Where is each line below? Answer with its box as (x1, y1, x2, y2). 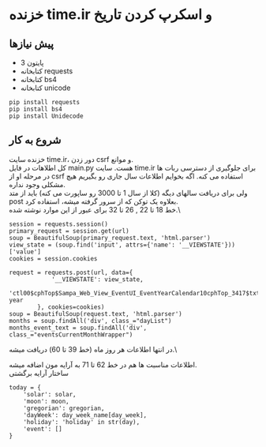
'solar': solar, (23, 390, 77, 398)
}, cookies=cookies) (37, 302, 105, 311)
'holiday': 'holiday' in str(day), (23, 418, 140, 426)
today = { (9, 383, 42, 392)
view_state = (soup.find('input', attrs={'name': (9, 241, 176, 249)
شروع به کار (9, 133, 62, 147)
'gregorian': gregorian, (23, 404, 105, 412)
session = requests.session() (9, 220, 109, 228)
